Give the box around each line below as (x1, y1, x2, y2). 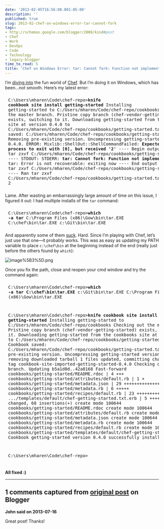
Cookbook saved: (8, 342, 47, 347)
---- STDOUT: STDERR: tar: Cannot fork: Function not (8, 156, 140, 161)
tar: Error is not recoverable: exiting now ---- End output (8, 161, 158, 166)
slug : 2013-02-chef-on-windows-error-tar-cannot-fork (5, 21, 117, 26)
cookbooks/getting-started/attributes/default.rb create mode (8, 410, 160, 416)
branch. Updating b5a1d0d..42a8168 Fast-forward (8, 366, 127, 372)
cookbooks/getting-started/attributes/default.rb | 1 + (8, 376, 145, 381)
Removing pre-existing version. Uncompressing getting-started (8, 136, 163, 142)
